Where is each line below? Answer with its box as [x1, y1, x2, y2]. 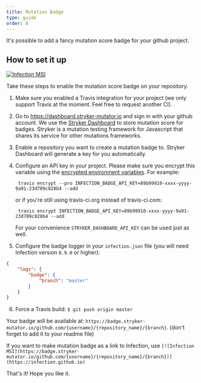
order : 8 [6, 20, 29, 26]
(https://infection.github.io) [6, 359, 86, 365]
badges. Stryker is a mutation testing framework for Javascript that [15, 125, 183, 133]
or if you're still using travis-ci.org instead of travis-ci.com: [15, 196, 162, 204]
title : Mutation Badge [6, 9, 64, 15]
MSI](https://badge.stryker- [6, 348, 80, 355]
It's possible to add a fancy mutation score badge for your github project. [6, 37, 189, 44]
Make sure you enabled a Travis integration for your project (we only [15, 94, 187, 102]
